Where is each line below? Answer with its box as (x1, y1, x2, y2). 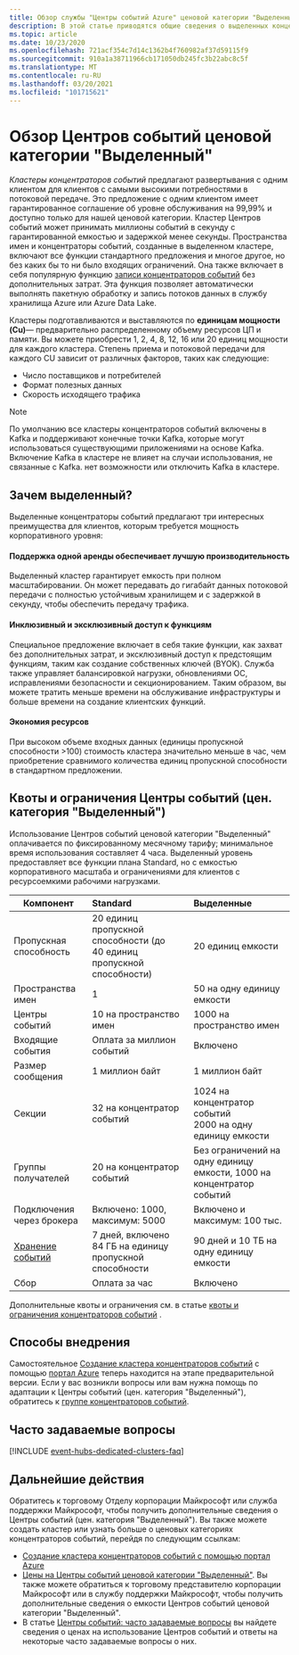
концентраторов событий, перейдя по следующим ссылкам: (9, 1534, 241, 1544)
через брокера (13, 1214, 78, 1227)
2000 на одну (193, 1118, 254, 1130)
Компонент (22, 897, 74, 909)
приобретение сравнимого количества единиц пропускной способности (9, 755, 287, 765)
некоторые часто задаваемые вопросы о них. (21, 1636, 198, 1647)
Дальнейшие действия (9, 1471, 145, 1486)
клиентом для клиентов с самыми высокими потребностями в (9, 184, 248, 194)
